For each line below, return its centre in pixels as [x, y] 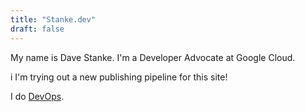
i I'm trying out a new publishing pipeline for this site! [119, 77]
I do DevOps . [37, 96]
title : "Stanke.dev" [53, 19]
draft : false [37, 29]
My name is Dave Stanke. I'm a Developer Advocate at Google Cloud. [153, 57]
